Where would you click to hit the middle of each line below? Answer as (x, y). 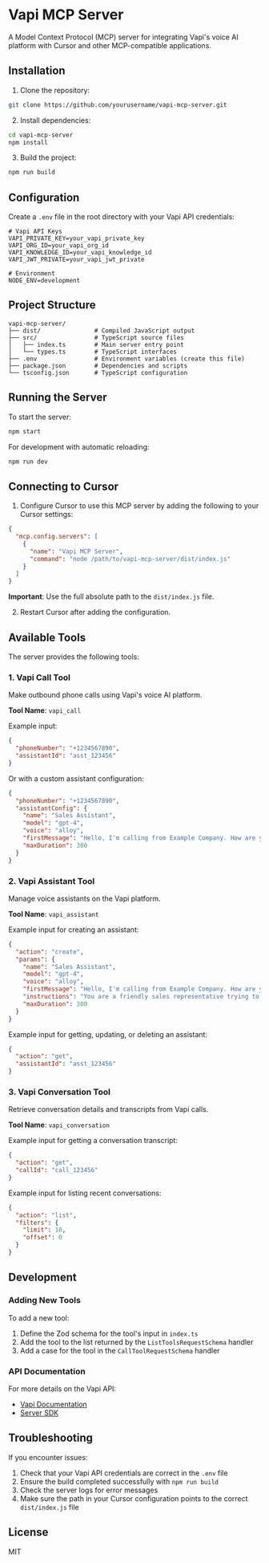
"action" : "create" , (50, 952)
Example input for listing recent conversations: (85, 1193)
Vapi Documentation (54, 1404)
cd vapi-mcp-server (41, 135)
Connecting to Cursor (63, 486)
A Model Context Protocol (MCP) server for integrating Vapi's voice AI (123, 37)
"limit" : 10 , (44, 1230)
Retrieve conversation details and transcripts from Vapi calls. (108, 1109)
